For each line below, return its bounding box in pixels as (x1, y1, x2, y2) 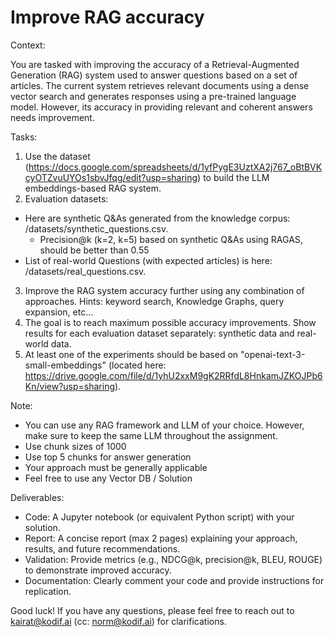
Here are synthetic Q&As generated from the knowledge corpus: (24, 212, 291, 224)
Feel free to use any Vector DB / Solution (24, 472, 193, 484)
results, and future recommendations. (24, 542, 181, 555)
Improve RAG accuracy (10, 6, 205, 29)
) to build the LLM (197, 171, 270, 183)
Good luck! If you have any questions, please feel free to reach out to (10, 604, 295, 616)
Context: (10, 39, 46, 51)
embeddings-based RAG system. (24, 182, 162, 194)
